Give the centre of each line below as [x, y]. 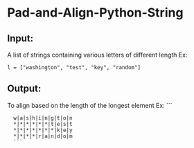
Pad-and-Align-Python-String [95, 13]
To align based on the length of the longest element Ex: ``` [90, 105]
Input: [20, 38]
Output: [24, 89]
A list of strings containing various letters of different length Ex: [97, 55]
